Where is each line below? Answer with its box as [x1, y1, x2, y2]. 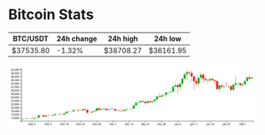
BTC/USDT [13, 34, 49, 44]
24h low [153, 34, 182, 44]
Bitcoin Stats [8, 6, 94, 24]
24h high [107, 34, 139, 44]
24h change [56, 34, 98, 44]
